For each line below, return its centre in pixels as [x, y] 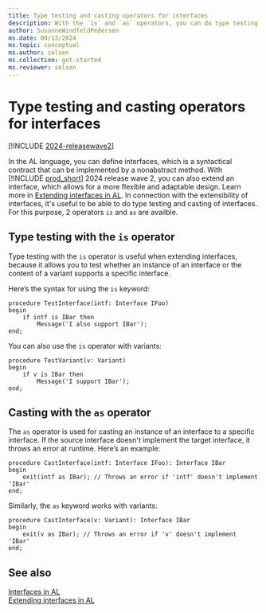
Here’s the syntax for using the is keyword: [79, 288]
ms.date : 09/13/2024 [43, 38]
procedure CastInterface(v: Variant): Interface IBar [100, 521]
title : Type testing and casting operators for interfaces [108, 16]
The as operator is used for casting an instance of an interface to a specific [131, 431]
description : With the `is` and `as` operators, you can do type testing [133, 23]
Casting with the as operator [80, 412]
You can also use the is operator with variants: [85, 346]
